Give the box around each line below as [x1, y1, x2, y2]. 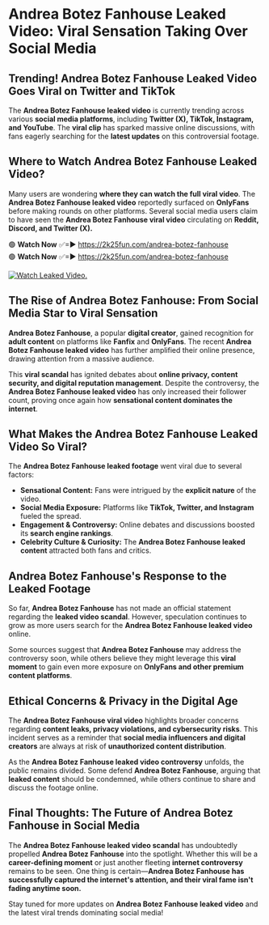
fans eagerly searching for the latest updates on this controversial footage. [8, 131, 260, 141]
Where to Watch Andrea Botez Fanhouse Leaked [8, 155, 257, 168]
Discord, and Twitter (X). [8, 223, 93, 233]
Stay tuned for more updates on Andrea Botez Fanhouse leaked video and [8, 899, 258, 909]
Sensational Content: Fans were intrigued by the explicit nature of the [19, 486, 257, 495]
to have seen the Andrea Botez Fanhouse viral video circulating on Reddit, [8, 214, 259, 224]
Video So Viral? [8, 440, 87, 454]
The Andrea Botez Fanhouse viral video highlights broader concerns [8, 715, 239, 725]
